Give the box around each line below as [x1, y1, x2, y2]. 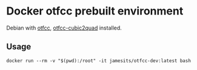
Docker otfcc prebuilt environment [6, 4, 184, 18]
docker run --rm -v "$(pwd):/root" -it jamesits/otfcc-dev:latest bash [6, 57, 191, 64]
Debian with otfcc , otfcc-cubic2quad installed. [6, 24, 122, 31]
